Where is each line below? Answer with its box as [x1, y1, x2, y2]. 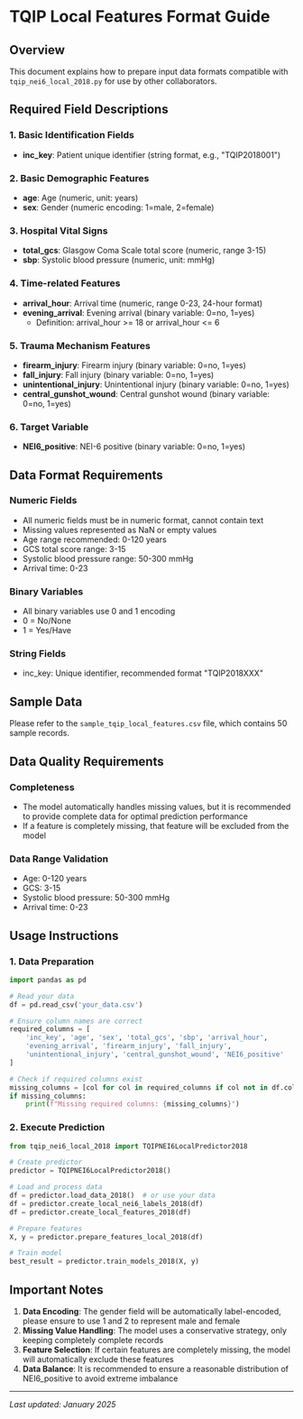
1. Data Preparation [9, 954, 95, 967]
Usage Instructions [9, 927, 119, 944]
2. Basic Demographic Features [9, 171, 150, 184]
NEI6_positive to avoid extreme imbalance [22, 1373, 179, 1384]
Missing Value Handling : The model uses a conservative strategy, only [22, 1325, 287, 1336]
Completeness [9, 780, 75, 793]
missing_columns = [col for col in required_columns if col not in [9, 1083, 269, 1092]
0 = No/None [22, 615, 72, 626]
